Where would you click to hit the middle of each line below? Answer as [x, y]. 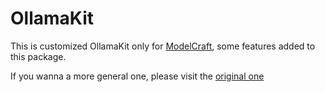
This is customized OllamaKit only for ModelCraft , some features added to [163, 46]
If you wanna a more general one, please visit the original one [137, 76]
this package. [38, 56]
